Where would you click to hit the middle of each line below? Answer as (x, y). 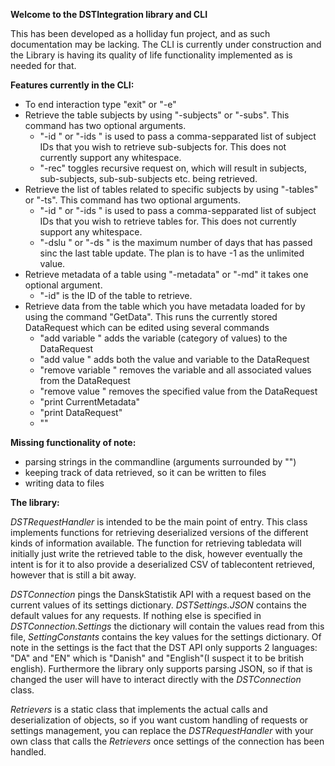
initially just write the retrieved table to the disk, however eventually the (156, 553)
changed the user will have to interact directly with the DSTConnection (156, 679)
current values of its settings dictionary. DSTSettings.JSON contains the (158, 605)
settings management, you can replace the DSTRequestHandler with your (162, 730)
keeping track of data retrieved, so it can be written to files (145, 472)
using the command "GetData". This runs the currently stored (151, 317)
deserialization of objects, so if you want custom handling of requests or (159, 720)
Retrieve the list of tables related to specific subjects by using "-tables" (171, 189)
